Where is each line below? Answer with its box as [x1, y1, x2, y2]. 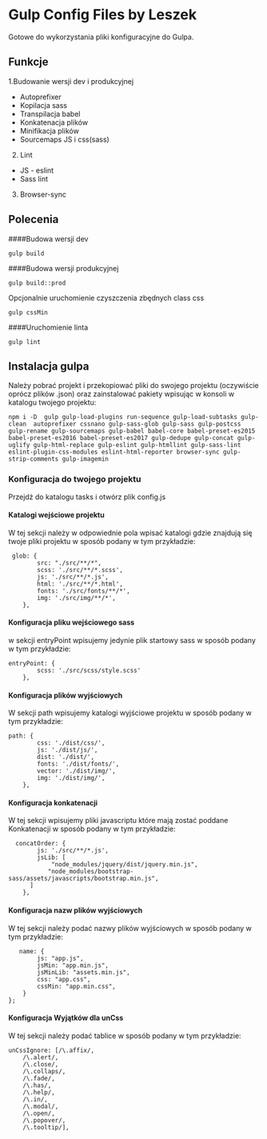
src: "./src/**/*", [37, 558, 102, 567]
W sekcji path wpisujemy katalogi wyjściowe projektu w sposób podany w [8, 708, 252, 717]
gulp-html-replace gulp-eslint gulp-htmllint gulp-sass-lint [33, 442, 241, 450]
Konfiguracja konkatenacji [8, 797, 98, 807]
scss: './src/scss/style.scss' [37, 666, 141, 675]
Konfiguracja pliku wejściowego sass [8, 617, 135, 627]
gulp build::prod [8, 278, 66, 287]
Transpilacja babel [19, 109, 81, 118]
